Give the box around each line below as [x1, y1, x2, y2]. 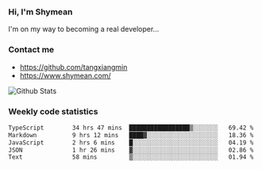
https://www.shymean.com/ [19, 71, 111, 80]
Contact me [8, 44, 55, 56]
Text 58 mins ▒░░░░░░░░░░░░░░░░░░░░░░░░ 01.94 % [8, 153, 254, 161]
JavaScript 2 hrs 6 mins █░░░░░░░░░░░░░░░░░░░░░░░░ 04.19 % [8, 138, 254, 147]
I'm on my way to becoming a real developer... [8, 25, 160, 34]
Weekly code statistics [8, 106, 98, 117]
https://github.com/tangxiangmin [19, 62, 128, 71]
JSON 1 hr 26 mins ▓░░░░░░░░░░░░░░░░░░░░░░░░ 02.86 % [8, 146, 254, 154]
